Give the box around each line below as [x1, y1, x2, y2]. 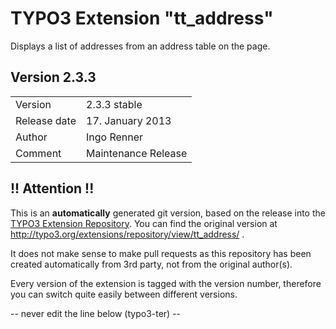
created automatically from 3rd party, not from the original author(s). [10, 258, 293, 270]
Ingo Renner [86, 130, 144, 144]
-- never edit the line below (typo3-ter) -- [10, 307, 182, 319]
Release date [15, 113, 77, 127]
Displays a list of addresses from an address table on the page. [10, 40, 271, 52]
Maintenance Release [86, 146, 188, 160]
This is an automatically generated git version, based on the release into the [10, 207, 326, 219]
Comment [15, 146, 62, 160]
